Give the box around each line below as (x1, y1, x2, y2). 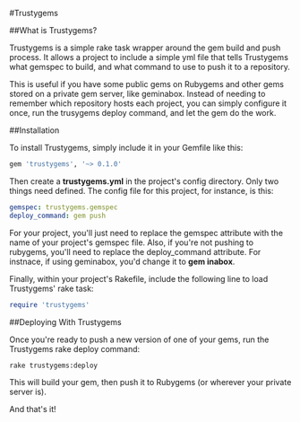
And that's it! (9, 403, 56, 414)
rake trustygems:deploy (9, 361, 99, 370)
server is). (9, 386, 47, 397)
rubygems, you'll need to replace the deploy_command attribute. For (9, 246, 261, 257)
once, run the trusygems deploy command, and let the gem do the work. (9, 108, 277, 118)
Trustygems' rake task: (9, 283, 94, 294)
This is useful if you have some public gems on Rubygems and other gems (9, 79, 285, 89)
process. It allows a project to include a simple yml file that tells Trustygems (9, 52, 289, 62)
